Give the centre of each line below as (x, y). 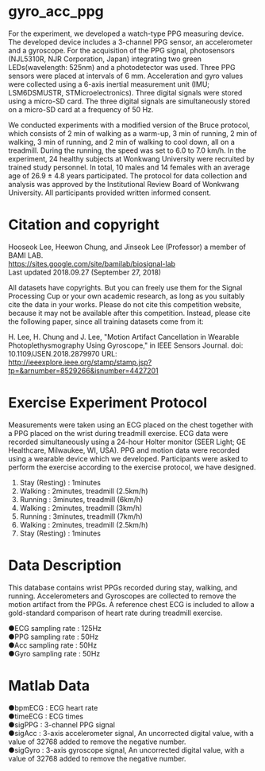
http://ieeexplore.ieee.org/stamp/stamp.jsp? (80, 362)
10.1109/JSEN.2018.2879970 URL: (63, 353)
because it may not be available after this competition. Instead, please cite (130, 313)
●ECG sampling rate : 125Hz (55, 628)
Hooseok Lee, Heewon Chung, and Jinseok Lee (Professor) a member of (127, 247)
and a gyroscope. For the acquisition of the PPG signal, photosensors (122, 50)
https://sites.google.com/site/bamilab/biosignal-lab (92, 263)
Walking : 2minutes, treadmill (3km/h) (81, 508)
